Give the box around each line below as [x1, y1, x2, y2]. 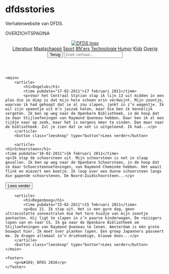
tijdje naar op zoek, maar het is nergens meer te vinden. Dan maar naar [5, 119, 164, 125]
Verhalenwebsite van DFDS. [5, 20, 64, 26]
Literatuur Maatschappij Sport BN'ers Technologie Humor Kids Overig [12, 45, 158, 51]
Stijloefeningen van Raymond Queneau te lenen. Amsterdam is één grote [5, 224, 159, 229]
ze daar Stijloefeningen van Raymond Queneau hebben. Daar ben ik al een [5, 115, 164, 120]
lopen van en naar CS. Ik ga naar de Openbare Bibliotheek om [5, 220, 139, 225]
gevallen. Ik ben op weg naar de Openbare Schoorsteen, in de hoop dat [5, 160, 159, 165]
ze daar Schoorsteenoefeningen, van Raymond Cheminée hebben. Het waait [5, 164, 162, 169]
